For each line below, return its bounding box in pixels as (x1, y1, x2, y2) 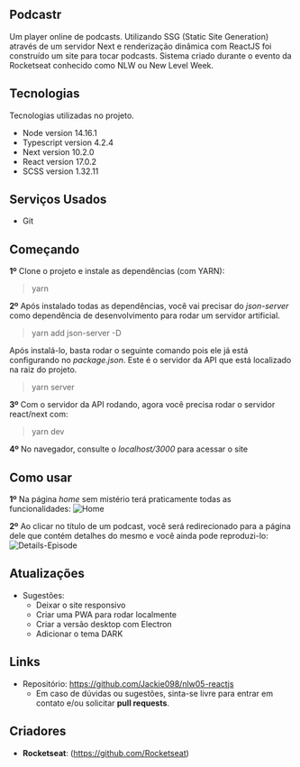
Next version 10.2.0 (22, 146, 95, 157)
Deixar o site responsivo (35, 599, 126, 610)
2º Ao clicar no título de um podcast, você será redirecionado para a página (9, 521, 291, 532)
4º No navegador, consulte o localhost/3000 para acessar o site (9, 443, 249, 454)
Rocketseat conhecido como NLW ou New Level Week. (9, 59, 214, 70)
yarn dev (31, 426, 65, 437)
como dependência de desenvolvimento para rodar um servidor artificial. (9, 310, 281, 321)
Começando (9, 242, 80, 257)
